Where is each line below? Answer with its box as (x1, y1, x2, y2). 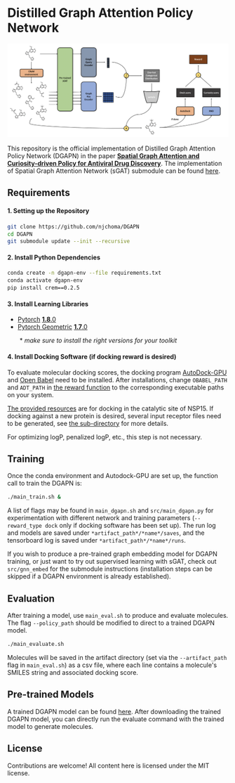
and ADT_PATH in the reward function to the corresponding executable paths (7, 383, 224, 391)
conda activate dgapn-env (7, 277, 83, 284)
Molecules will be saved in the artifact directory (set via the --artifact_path (7, 653, 227, 661)
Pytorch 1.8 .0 (17, 315, 56, 324)
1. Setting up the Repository (7, 207, 90, 215)
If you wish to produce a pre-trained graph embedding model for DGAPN (7, 550, 217, 558)
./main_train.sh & (7, 493, 61, 500)
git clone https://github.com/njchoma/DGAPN (7, 223, 140, 230)
